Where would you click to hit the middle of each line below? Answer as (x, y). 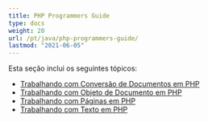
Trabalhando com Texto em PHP (74, 110)
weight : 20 (27, 31)
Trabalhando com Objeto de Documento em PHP (101, 92)
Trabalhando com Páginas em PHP (77, 101)
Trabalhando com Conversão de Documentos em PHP (110, 84)
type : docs (27, 23)
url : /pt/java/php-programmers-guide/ (73, 38)
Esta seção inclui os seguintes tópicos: (73, 68)
